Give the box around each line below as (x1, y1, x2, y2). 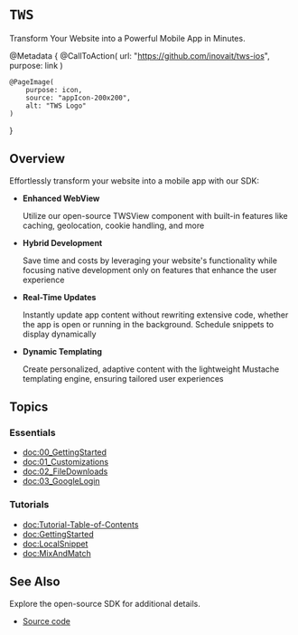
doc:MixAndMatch (22, 547, 92, 558)
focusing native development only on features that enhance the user (22, 264, 277, 275)
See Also (9, 574, 61, 590)
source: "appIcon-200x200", (25, 93, 131, 102)
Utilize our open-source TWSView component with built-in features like (22, 210, 288, 221)
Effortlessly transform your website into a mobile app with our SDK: (9, 175, 260, 186)
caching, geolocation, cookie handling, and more (22, 220, 205, 231)
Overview (9, 151, 66, 166)
